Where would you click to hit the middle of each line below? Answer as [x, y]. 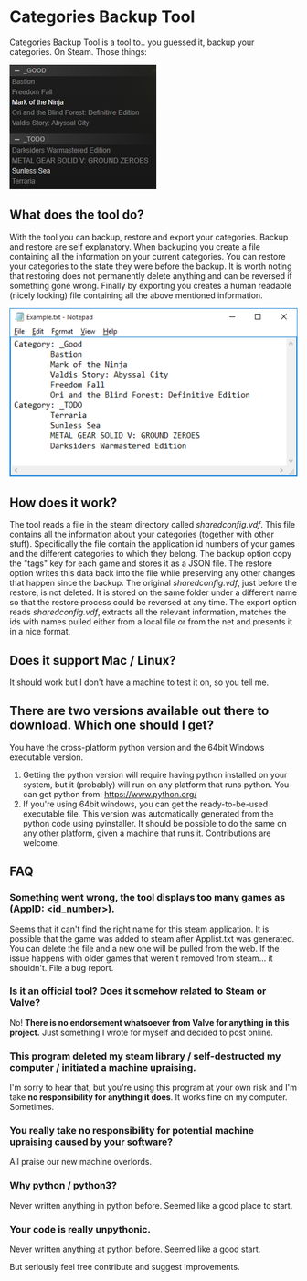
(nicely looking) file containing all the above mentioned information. [136, 295]
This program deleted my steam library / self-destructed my [145, 1056]
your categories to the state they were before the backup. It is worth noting [151, 266]
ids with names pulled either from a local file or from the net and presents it [151, 622]
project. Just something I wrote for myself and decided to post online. [142, 1032]
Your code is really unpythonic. [80, 1229]
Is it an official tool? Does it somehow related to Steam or [138, 991]
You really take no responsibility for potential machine [132, 1131]
